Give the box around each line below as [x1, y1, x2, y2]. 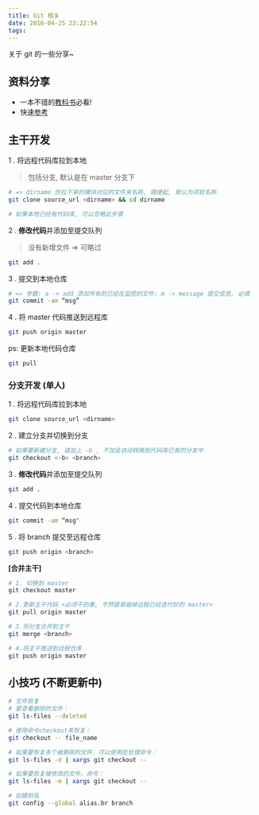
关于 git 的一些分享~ [8, 49, 74, 59]
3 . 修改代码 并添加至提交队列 [8, 469, 102, 478]
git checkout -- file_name [8, 734, 98, 742]
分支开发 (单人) [8, 380, 66, 391]
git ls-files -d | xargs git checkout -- [8, 755, 148, 764]
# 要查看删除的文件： [8, 705, 69, 713]
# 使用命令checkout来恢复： [8, 726, 91, 735]
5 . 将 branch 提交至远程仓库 [8, 532, 102, 541]
